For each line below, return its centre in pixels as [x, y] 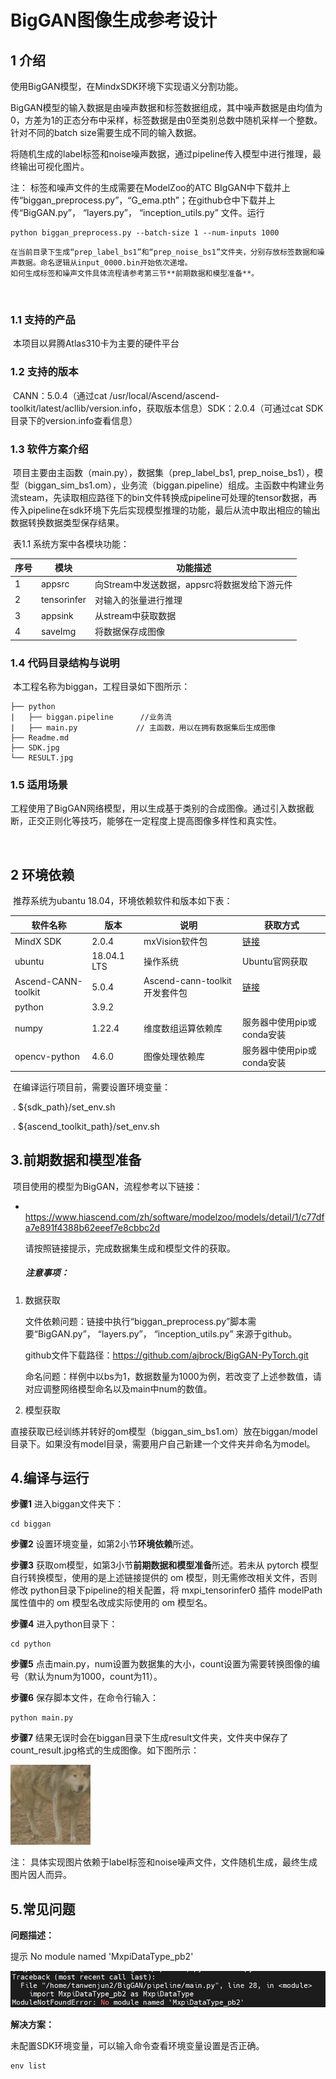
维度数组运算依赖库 [183, 1028]
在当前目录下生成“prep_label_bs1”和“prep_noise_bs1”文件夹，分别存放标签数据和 [164, 252]
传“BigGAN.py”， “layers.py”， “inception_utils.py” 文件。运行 [137, 212]
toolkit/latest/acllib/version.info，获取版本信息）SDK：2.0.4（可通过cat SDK [167, 408]
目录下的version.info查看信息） [74, 420]
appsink [57, 615]
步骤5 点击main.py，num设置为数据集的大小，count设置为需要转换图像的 [161, 1664]
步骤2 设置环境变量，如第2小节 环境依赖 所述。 [105, 1544]
